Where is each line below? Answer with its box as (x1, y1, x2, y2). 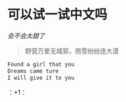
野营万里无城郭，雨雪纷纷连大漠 (24, 46, 119, 55)
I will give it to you (7, 74, 75, 81)
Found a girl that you (7, 61, 75, 68)
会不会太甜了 (7, 31, 45, 40)
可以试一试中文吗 (7, 6, 108, 23)
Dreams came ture (7, 67, 59, 75)
